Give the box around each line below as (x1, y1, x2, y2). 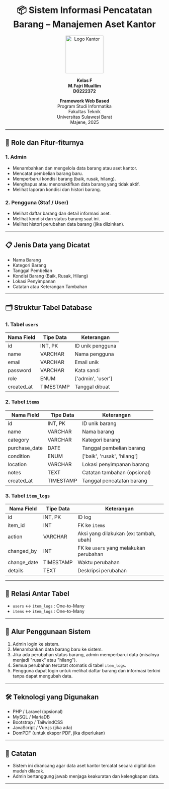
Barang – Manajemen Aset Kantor (13, 19, 156, 30)
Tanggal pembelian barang (82, 444, 145, 451)
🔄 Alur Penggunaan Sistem (5, 628, 91, 636)
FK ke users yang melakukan (77, 545, 146, 552)
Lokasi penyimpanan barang (82, 461, 149, 468)
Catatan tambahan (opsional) (82, 469, 151, 476)
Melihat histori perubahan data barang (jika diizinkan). (12, 221, 125, 227)
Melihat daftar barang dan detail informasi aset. (12, 210, 111, 216)
